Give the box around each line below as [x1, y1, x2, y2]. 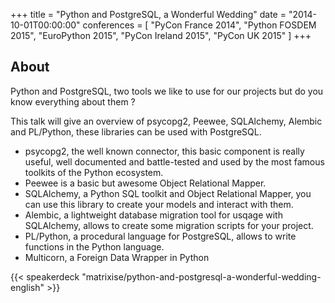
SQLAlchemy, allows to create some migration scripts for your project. [24, 219, 314, 231]
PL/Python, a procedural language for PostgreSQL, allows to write [24, 230, 297, 242]
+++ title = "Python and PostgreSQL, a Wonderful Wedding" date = [10, 9, 287, 20]
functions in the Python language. [24, 240, 165, 253]
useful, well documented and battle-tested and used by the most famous [24, 155, 325, 168]
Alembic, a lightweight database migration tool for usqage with [24, 209, 283, 221]
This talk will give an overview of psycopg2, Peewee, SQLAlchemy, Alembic [10, 115, 323, 127]
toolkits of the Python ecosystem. [24, 166, 164, 178]
